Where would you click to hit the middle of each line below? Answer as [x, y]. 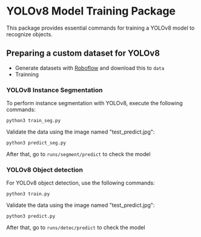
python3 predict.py [31, 216]
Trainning [27, 74]
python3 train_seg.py [34, 121]
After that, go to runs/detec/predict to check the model [76, 227]
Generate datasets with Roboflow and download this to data [90, 68]
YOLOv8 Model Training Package [91, 11]
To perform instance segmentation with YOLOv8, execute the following [94, 103]
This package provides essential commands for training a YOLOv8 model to [100, 28]
